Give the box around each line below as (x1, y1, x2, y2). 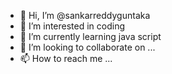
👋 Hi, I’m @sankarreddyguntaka (19, 10, 151, 21)
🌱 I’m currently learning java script (19, 31, 162, 42)
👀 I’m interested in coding (19, 20, 126, 32)
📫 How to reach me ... (19, 53, 113, 64)
